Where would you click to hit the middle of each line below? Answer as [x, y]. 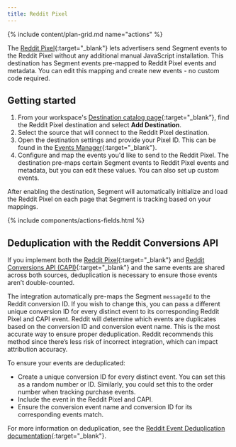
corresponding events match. [61, 415]
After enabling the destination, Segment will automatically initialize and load [118, 192]
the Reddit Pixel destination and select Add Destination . [100, 125]
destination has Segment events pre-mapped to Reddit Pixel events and [112, 63]
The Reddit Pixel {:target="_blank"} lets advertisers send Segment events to [117, 48]
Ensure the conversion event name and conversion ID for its [105, 407]
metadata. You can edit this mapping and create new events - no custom [113, 70]
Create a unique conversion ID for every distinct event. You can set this [121, 377]
